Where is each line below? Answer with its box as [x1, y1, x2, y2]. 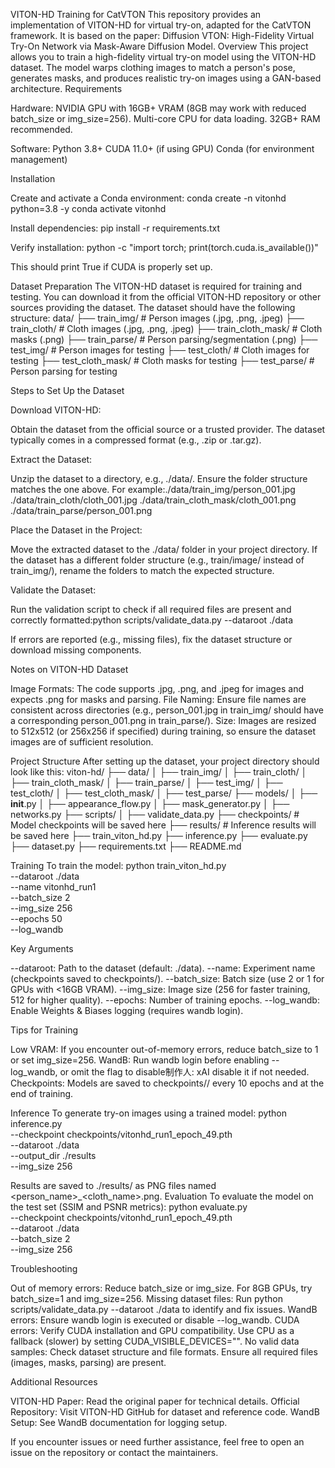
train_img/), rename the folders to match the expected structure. [10, 565, 275, 576]
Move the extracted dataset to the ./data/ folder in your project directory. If [10, 544, 318, 555]
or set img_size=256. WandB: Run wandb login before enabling [10, 1054, 270, 1066]
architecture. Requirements [10, 83, 123, 94]
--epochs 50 [10, 913, 63, 924]
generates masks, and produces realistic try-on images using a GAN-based [10, 72, 322, 84]
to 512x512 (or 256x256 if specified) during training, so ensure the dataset [10, 725, 317, 737]
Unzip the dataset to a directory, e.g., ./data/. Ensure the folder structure [10, 473, 308, 484]
